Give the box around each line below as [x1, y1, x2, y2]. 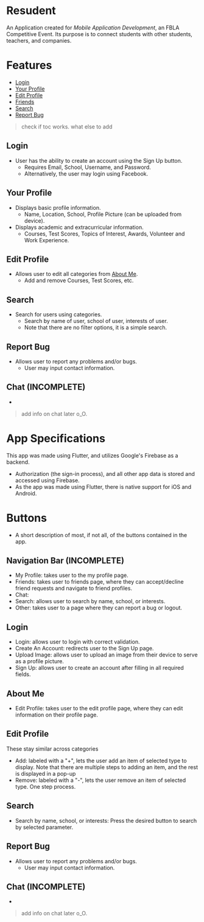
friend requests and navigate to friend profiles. [15, 585, 133, 592]
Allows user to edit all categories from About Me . [15, 270, 138, 278]
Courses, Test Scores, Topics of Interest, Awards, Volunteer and [24, 230, 185, 237]
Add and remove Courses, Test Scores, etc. [24, 277, 134, 284]
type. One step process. [15, 783, 76, 790]
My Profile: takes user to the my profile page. [15, 571, 129, 579]
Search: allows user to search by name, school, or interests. [15, 598, 166, 605]
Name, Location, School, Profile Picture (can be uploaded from [24, 210, 182, 218]
